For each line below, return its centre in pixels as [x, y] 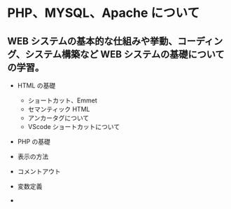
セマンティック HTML [59, 109]
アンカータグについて [58, 118]
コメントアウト [39, 171]
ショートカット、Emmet [62, 100]
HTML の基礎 [36, 86]
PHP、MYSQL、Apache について [104, 13]
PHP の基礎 [34, 142]
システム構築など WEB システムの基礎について [125, 54]
